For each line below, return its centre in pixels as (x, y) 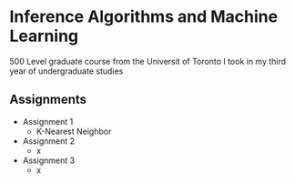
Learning (44, 36)
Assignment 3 (49, 160)
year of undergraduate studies (66, 71)
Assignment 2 (49, 141)
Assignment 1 (48, 121)
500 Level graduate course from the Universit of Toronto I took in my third (148, 61)
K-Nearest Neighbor (74, 131)
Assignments (48, 100)
